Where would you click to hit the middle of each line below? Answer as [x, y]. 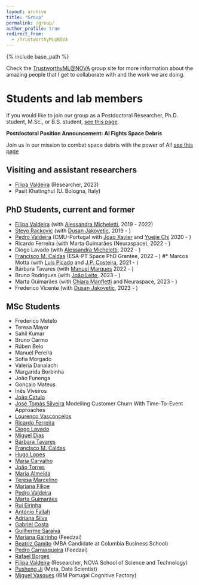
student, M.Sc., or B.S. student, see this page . [63, 122]
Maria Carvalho [34, 461]
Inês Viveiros [31, 391]
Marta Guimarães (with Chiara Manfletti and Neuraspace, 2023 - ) [96, 281]
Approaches [30, 410]
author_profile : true [33, 28]
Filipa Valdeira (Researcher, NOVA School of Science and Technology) [101, 563]
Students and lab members [75, 99]
